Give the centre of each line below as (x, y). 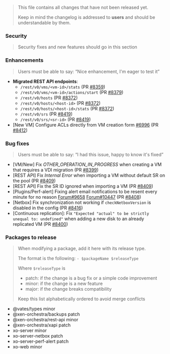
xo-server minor (30, 331)
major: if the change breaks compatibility (68, 289)
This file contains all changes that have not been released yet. (83, 7)
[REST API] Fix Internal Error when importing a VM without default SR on (89, 175)
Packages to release (31, 237)
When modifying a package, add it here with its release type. (82, 249)
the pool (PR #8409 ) (34, 180)
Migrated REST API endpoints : (45, 81)
